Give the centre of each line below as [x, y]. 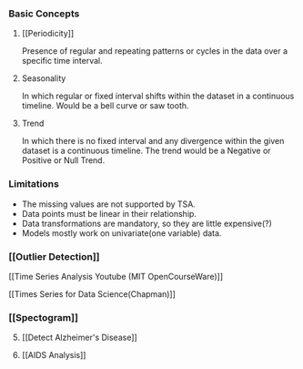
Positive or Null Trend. [63, 160]
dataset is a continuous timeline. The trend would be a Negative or [146, 151]
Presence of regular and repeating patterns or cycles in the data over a [155, 51]
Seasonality [44, 78]
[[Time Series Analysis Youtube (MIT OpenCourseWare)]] [116, 276]
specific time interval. [62, 61]
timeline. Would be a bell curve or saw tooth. [105, 106]
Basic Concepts [44, 14]
